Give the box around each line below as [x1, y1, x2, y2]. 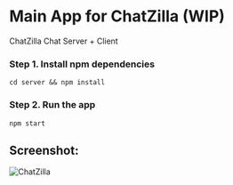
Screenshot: [9, 142, 79, 157]
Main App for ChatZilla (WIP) [9, 6, 225, 27]
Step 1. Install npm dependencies [9, 58, 156, 70]
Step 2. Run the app [9, 99, 96, 111]
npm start [9, 118, 46, 128]
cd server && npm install [9, 78, 105, 87]
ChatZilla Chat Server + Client [9, 36, 118, 46]
